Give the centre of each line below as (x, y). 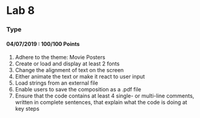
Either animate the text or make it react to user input (80, 77)
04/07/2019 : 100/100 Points (43, 44)
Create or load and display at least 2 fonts (67, 64)
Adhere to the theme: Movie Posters (60, 57)
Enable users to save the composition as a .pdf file (78, 90)
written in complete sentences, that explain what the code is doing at (101, 102)
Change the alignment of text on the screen (69, 70)
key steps (27, 109)
